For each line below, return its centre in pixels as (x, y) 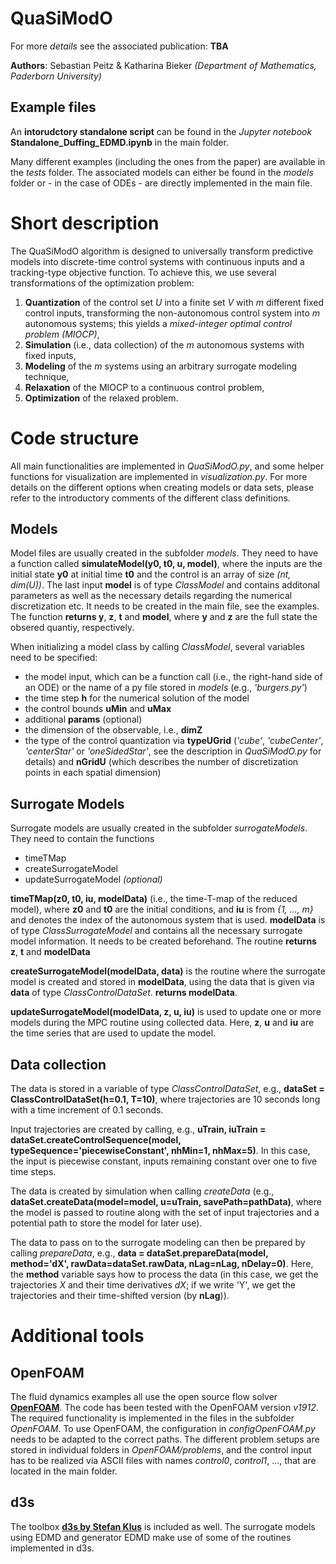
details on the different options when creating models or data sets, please (162, 487)
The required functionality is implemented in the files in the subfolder (152, 1418)
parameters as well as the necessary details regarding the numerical (151, 596)
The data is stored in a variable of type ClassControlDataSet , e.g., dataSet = (167, 1089)
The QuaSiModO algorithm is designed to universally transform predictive (162, 251)
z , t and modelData (50, 952)
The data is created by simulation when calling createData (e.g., (142, 1191)
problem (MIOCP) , (62, 334)
